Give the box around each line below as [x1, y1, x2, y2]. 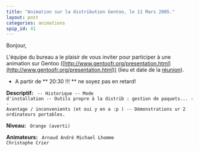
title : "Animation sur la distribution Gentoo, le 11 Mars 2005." [6, 8, 175, 15]
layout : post [6, 14, 39, 20]
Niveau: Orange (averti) [6, 122, 71, 129]
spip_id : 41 [6, 25, 36, 32]
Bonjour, [6, 42, 27, 49]
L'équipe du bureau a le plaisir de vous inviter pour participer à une [6, 53, 172, 61]
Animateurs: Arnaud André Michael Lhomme [6, 134, 115, 141]
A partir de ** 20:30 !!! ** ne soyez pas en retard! [14, 78, 136, 85]
